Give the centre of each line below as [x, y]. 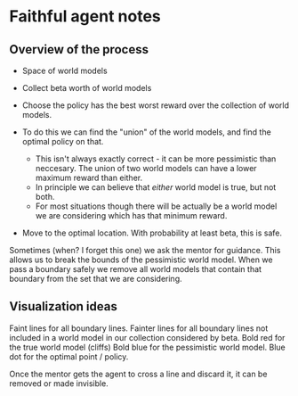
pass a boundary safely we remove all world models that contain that [136, 269]
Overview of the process [79, 49]
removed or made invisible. [59, 383]
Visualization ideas [63, 306]
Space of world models [65, 70]
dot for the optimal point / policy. [69, 356]
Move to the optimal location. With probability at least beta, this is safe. [152, 233]
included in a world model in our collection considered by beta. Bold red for [147, 337]
